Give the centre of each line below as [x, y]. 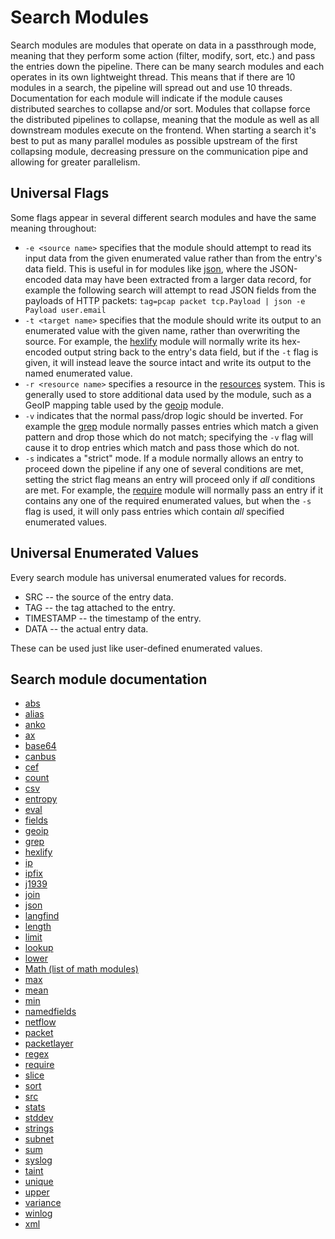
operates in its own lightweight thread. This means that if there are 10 [153, 77]
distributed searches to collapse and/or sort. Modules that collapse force [160, 108]
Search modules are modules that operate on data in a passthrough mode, [163, 45]
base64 [40, 746]
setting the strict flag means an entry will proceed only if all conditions [170, 479]
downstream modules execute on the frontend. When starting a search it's [163, 130]
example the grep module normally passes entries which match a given [171, 426]
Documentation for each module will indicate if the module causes [146, 98]
